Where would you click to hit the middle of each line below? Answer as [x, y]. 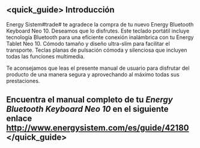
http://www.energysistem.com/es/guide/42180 [98, 128]
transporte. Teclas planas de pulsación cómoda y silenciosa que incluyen [97, 50]
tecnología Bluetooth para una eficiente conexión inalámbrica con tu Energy [100, 37]
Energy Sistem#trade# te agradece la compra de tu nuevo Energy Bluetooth [100, 24]
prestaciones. [23, 81]
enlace [19, 119]
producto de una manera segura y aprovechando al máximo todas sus [93, 74]
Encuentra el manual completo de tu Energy [89, 100]
